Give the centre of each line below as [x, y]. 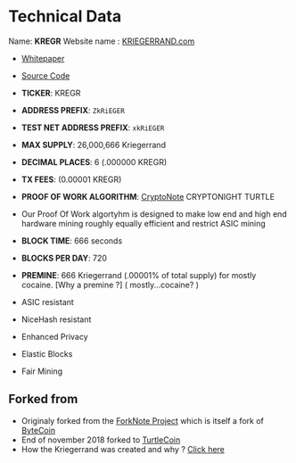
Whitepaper [43, 58]
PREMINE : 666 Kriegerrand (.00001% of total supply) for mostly [139, 275]
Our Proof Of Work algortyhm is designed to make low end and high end [154, 214]
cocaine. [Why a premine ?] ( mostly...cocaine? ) [110, 285]
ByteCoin [38, 430]
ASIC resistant [48, 302]
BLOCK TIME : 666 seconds [72, 240]
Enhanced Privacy [54, 336]
